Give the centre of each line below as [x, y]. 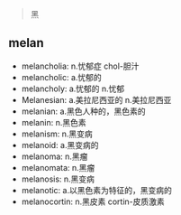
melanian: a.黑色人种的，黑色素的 [83, 111]
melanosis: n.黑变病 [58, 179]
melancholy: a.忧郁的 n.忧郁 [73, 89]
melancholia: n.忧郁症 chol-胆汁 [80, 66]
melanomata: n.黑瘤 [58, 167]
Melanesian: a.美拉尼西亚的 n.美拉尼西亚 [96, 99]
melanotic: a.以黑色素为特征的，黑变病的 [96, 190]
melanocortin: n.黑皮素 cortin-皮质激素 [93, 201]
